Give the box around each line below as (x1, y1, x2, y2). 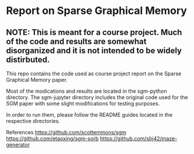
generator (6, 141, 30, 148)
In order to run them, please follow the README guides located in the (6, 111, 173, 118)
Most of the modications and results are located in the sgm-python (6, 87, 167, 94)
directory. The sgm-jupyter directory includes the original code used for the (6, 94, 188, 100)
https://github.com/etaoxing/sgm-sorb (6, 135, 99, 142)
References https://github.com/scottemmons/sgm (6, 129, 127, 135)
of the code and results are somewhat (6, 36, 147, 46)
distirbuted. (6, 54, 50, 65)
